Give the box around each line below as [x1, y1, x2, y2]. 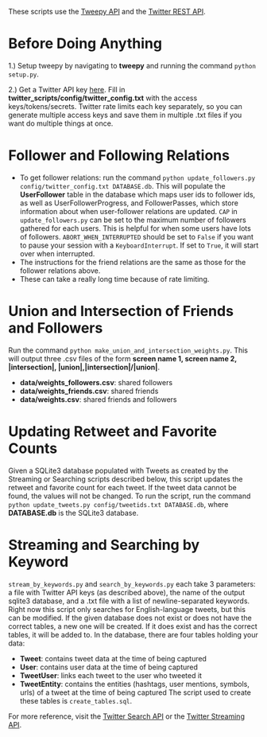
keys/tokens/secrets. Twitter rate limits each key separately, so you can [8, 101, 242, 111]
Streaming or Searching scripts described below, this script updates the [8, 474, 243, 484]
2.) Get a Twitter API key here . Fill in [8, 84, 126, 94]
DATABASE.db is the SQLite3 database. [8, 508, 139, 517]
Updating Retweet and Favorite [8, 423, 217, 440]
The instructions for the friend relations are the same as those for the [19, 257, 246, 267]
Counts [8, 439, 58, 457]
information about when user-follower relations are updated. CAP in [19, 206, 238, 216]
